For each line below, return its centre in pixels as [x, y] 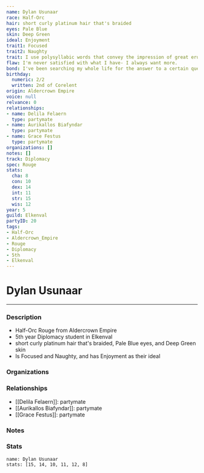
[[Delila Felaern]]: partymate [50, 401]
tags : [13, 227]
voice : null [21, 97]
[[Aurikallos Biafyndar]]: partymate [58, 408]
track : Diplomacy [28, 159]
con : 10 [22, 182]
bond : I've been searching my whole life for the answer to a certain [97, 68]
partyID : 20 [21, 221]
